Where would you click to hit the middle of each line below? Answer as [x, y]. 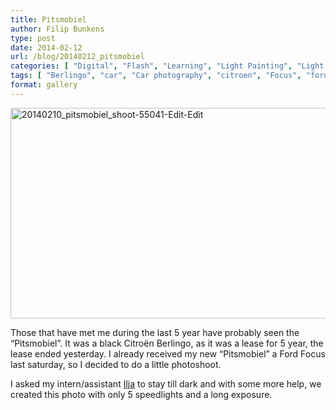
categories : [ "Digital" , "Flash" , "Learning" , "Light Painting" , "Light [167, 66]
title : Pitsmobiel [48, 19]
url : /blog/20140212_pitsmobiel [77, 57]
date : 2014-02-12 [46, 47]
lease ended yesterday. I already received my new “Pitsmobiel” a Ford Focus [168, 353]
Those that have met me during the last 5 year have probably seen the [155, 332]
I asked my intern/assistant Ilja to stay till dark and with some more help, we [166, 383]
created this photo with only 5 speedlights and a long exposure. [141, 394]
